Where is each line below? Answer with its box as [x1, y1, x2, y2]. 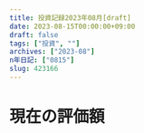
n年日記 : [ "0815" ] [9, 56, 75, 65]
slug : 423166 [9, 65, 59, 74]
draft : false [9, 30, 59, 39]
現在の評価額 [9, 107, 106, 128]
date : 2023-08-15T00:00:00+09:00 [9, 22, 136, 31]
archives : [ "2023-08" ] [9, 47, 95, 56]
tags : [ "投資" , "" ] [9, 38, 81, 48]
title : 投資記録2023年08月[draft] [9, 13, 131, 23]
